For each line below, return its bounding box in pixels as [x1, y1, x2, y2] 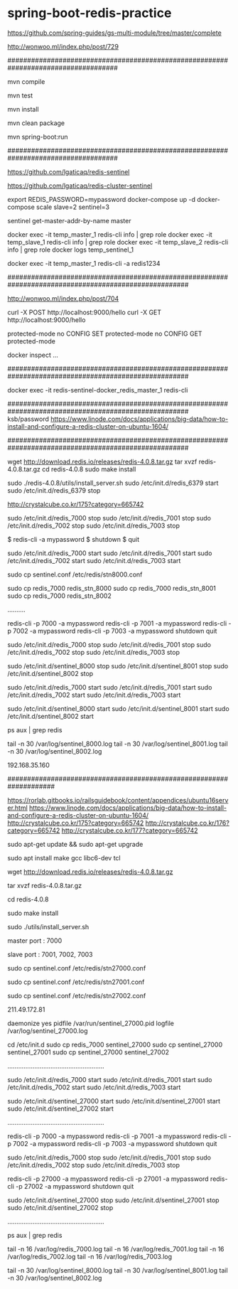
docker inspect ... [7, 351, 59, 359]
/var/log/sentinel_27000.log [7, 1026, 88, 1035]
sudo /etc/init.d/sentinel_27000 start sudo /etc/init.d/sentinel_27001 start [7, 1096, 221, 1105]
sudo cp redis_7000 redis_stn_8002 [7, 592, 112, 600]
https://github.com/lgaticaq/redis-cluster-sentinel [7, 181, 153, 190]
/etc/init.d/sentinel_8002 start [7, 712, 94, 720]
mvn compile [7, 77, 45, 86]
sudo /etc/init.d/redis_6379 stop [7, 486, 101, 495]
